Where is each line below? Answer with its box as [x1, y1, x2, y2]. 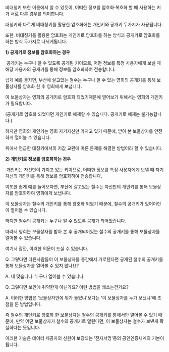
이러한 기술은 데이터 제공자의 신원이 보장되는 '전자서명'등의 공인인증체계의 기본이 [5, 335, 164, 341]
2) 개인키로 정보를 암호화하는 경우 [5, 156, 71, 162]
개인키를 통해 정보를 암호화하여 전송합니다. [18, 173, 102, 179]
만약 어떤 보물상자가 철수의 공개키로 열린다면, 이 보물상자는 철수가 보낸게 [16, 318, 159, 324]
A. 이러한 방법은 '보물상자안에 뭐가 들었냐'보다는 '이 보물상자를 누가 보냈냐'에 [5, 295, 156, 300]
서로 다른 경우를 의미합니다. [10, 11, 65, 17]
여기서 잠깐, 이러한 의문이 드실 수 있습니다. [5, 245, 89, 252]
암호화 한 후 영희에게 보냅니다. [22, 83, 82, 89]
